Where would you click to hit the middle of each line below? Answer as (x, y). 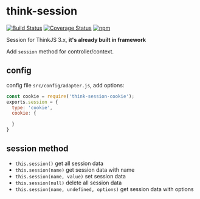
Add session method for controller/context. (60, 51)
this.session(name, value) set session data (71, 176)
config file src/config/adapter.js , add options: (65, 85)
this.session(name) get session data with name (75, 170)
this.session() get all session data (59, 163)
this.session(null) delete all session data (68, 183)
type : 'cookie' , (32, 107)
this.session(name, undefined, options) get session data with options (104, 189)
